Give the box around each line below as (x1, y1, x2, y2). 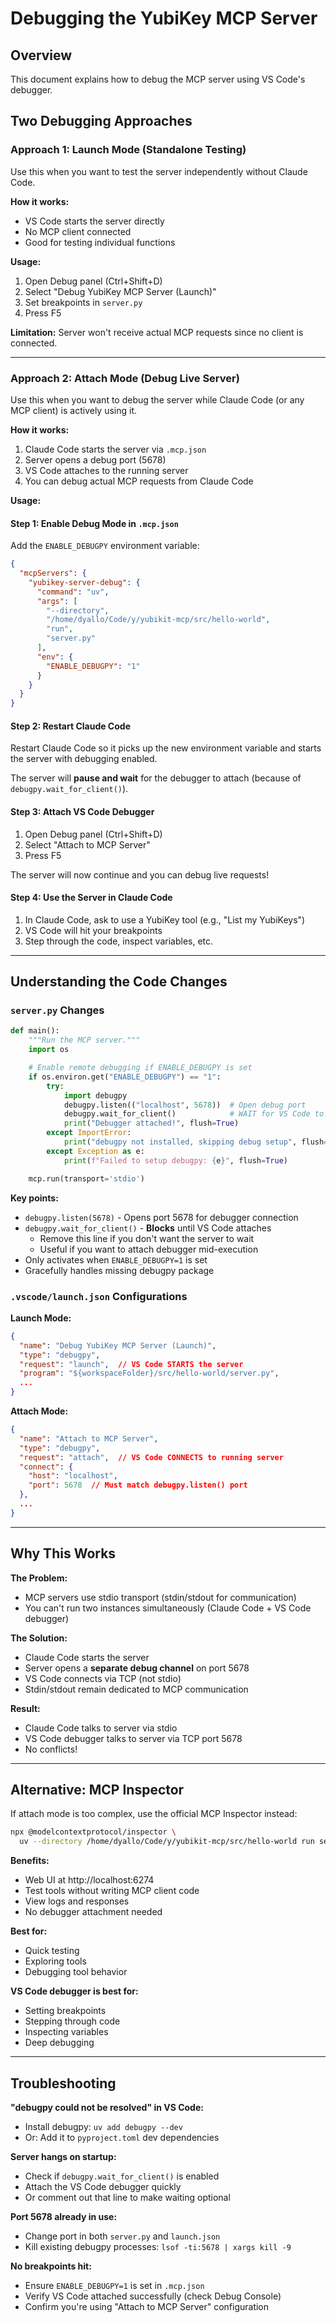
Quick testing (24, 1945, 80, 1957)
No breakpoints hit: (10, 2260, 92, 2272)
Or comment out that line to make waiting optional (24, 2191, 231, 2203)
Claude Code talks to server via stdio (24, 1722, 178, 1734)
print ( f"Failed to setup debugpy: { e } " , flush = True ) (63, 1155, 288, 1166)
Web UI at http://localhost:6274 (24, 1874, 155, 1886)
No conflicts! (24, 1743, 78, 1755)
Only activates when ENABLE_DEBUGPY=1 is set (24, 1253, 208, 1266)
